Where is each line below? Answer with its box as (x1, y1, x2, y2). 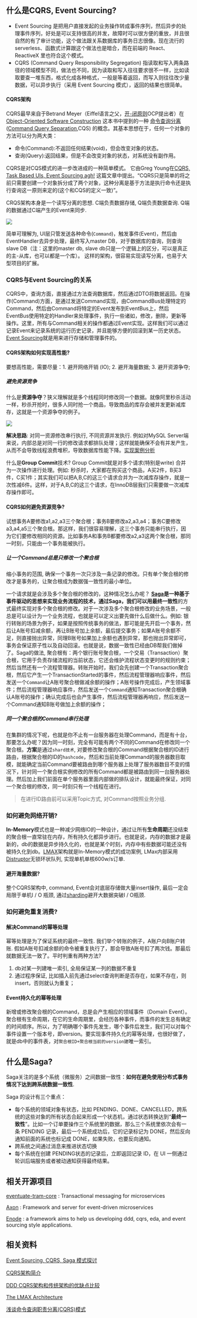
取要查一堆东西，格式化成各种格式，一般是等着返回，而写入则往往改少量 (14, 74, 189, 81)
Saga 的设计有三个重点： (6, 1094, 66, 1101)
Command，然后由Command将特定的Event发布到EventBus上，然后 (6, 305, 169, 312)
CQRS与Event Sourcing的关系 (6, 276, 92, 284)
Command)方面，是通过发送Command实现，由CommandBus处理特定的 (13, 298, 186, 305)
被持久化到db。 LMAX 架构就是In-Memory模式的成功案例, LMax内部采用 (6, 848, 178, 855)
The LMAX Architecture (6, 1293, 63, 1300)
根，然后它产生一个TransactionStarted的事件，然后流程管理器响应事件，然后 (6, 671, 191, 678)
